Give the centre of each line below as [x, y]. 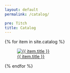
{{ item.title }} [31, 57]
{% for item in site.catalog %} [35, 42]
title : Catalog [20, 28]
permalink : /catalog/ [27, 14]
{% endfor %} [19, 66]
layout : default [21, 10]
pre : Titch [16, 23]
